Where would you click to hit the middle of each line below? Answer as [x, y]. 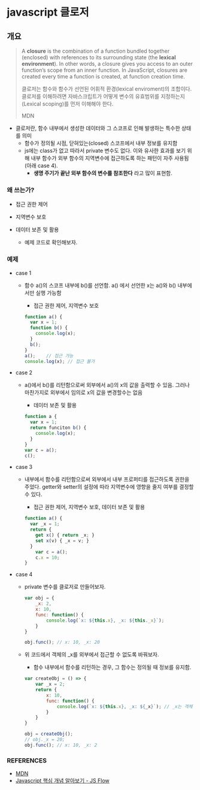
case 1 [23, 273]
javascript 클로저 [48, 12]
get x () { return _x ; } [65, 535]
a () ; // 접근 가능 [49, 356]
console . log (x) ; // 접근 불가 [60, 361]
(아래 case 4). [41, 166]
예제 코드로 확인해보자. [51, 243]
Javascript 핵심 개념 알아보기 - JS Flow [62, 781]
